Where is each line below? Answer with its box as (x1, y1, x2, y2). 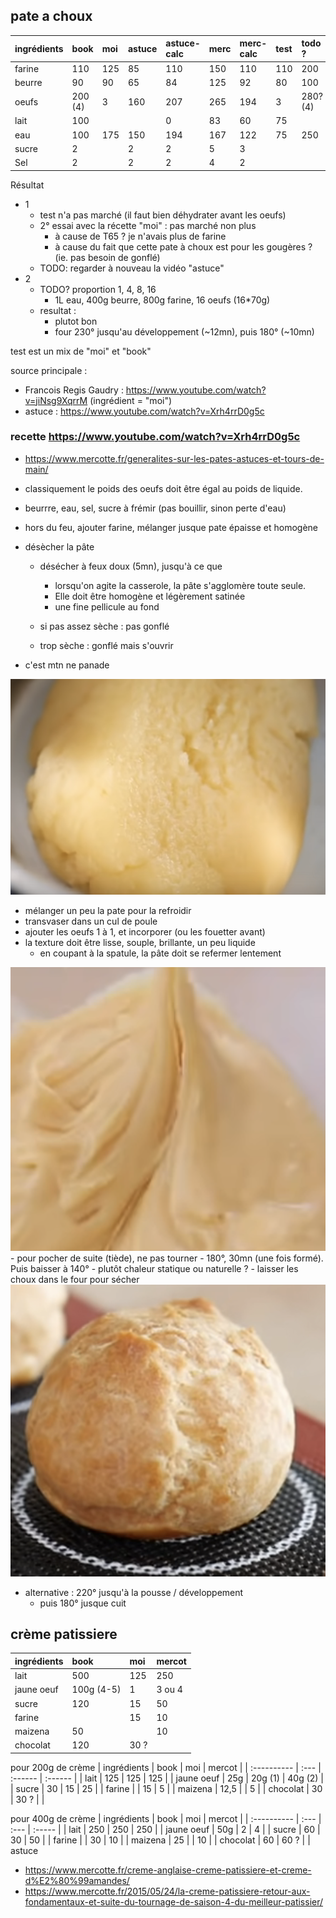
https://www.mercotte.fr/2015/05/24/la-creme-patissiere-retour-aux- (24, 1885, 311, 1897)
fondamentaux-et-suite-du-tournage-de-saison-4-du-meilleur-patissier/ (24, 1895, 324, 1908)
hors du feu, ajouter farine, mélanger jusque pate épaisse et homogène (24, 521, 319, 533)
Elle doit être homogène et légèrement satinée (54, 590, 246, 602)
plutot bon (54, 315, 98, 327)
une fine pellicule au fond (54, 600, 160, 613)
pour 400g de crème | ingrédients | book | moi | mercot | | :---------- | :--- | (10, 1812, 322, 1824)
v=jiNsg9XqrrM (24, 394, 88, 406)
